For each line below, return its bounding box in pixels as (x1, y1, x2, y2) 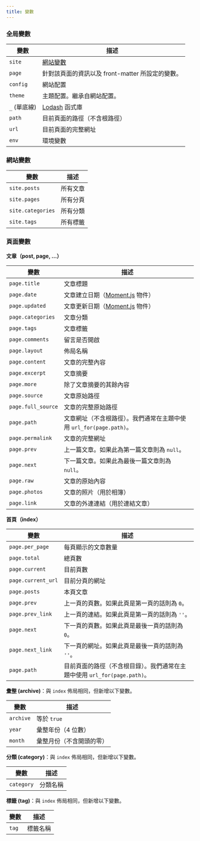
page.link (9, 500, 37, 506)
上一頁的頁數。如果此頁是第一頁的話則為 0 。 (63, 599, 188, 607)
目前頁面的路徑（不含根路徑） (42, 114, 126, 123)
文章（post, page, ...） (6, 252, 62, 259)
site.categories (9, 207, 55, 214)
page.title (9, 280, 40, 287)
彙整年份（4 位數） (36, 726, 90, 734)
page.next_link (9, 646, 52, 653)
